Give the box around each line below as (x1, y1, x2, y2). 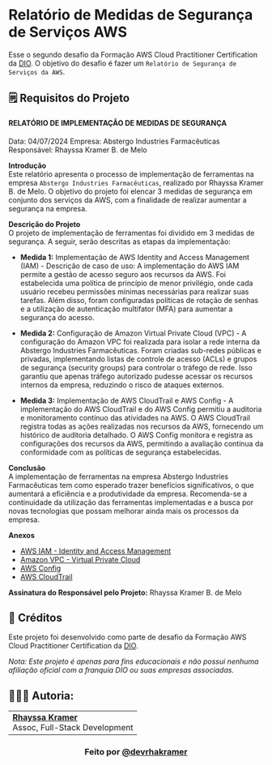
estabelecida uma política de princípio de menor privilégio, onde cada (19, 278, 253, 288)
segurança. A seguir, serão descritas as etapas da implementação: (8, 237, 231, 246)
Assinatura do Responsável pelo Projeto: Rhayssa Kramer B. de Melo (8, 588, 242, 597)
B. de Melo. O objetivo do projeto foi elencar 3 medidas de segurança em (8, 186, 253, 196)
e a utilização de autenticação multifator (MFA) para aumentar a (19, 304, 233, 314)
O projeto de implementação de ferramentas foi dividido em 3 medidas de (8, 228, 255, 237)
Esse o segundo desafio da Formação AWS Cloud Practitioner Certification (8, 49, 258, 59)
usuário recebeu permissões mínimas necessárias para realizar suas (19, 286, 249, 297)
